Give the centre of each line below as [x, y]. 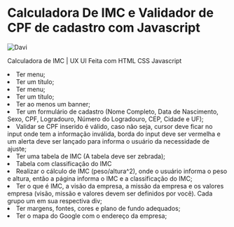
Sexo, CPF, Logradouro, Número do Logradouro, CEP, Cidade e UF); [106, 119]
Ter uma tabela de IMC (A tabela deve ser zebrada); [91, 156]
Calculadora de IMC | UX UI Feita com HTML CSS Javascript [95, 60]
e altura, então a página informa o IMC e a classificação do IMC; [100, 178]
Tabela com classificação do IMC [64, 163]
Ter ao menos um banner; [54, 104]
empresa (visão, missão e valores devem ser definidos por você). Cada [110, 193]
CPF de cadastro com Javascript [104, 28]
